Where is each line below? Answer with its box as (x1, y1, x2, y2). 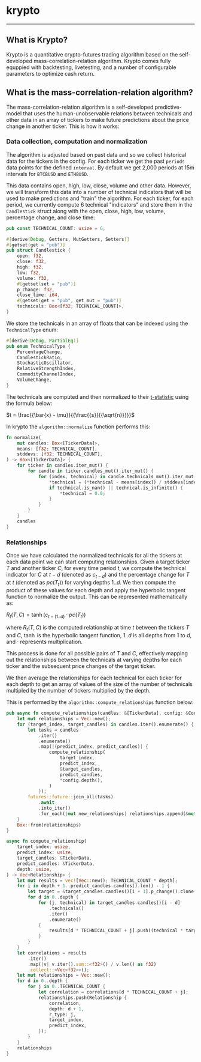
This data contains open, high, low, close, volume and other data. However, (6, 181, 191, 189)
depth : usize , (17, 866, 52, 872)
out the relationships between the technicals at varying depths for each (6, 656, 182, 664)
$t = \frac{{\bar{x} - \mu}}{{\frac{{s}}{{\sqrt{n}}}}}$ (6, 411, 135, 418)
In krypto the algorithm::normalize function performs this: (6, 423, 151, 430)
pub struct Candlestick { (6, 247, 71, 253)
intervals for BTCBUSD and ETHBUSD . (6, 170, 89, 177)
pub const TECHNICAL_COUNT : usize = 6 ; (6, 225, 106, 231)
